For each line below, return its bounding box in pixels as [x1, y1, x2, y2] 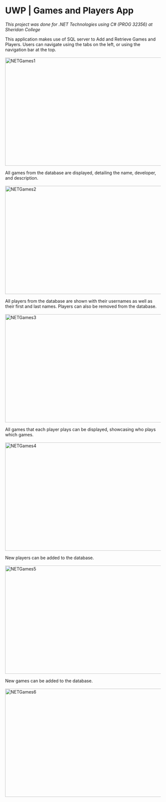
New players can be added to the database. [5, 555, 94, 561]
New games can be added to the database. [5, 678, 93, 684]
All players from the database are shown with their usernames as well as [5, 298, 153, 304]
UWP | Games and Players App [5, 5, 134, 16]
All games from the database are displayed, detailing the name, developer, [5, 170, 157, 176]
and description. [5, 175, 39, 181]
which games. [5, 431, 34, 437]
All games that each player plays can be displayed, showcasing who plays [5, 426, 156, 432]
